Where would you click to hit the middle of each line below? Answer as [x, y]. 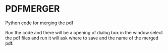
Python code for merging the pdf [39, 23]
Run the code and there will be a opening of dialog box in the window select [84, 32]
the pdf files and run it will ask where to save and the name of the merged [82, 38]
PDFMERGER [33, 9]
